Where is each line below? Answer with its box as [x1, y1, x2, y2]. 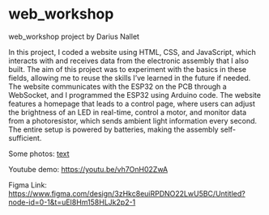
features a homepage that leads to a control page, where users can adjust [8, 99, 255, 108]
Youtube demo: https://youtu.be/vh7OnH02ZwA [8, 164, 169, 174]
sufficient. [8, 133, 42, 142]
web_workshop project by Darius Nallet [8, 32, 140, 41]
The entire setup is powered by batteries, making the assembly [8, 124, 219, 134]
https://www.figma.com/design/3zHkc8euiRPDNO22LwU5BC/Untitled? [8, 188, 246, 198]
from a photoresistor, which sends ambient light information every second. [8, 116, 258, 125]
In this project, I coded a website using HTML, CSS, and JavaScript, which [8, 47, 257, 57]
